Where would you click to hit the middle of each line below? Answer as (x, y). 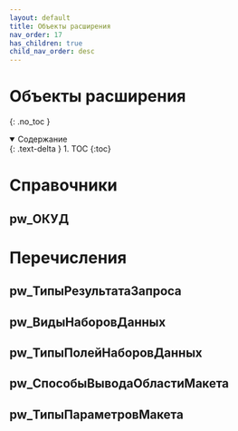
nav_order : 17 (36, 34)
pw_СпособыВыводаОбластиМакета (119, 383)
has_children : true (46, 43)
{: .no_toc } (30, 122)
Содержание (43, 139)
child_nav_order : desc (52, 52)
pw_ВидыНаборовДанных (87, 322)
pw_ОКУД (39, 219)
